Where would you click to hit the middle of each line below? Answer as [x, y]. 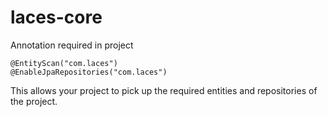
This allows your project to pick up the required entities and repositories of [164, 90]
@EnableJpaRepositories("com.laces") [89, 72]
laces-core [56, 17]
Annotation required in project [72, 45]
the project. [34, 101]
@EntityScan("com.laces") [64, 63]
